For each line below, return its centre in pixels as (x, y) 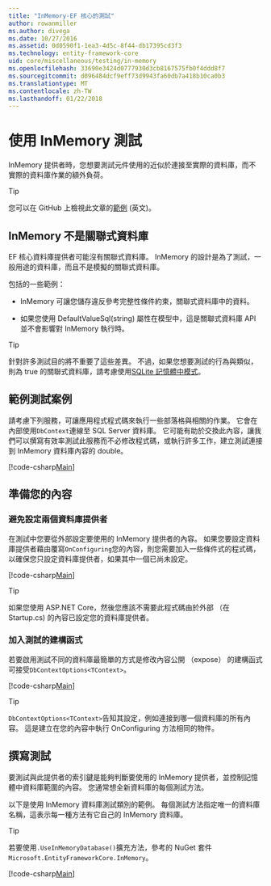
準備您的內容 (40, 494)
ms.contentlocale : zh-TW (50, 91)
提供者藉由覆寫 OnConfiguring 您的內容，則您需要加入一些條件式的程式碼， (138, 548)
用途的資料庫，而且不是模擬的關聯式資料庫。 (89, 267)
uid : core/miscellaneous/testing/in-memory (83, 61)
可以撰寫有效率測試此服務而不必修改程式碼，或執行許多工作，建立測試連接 (139, 441)
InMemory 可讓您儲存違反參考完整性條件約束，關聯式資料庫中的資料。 (137, 301)
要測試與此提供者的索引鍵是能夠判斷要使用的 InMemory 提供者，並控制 (126, 777)
